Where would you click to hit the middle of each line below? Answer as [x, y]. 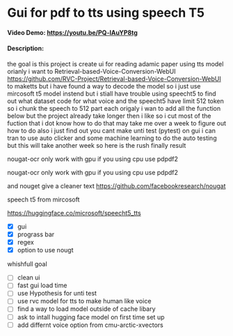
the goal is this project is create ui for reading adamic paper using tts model [115, 63]
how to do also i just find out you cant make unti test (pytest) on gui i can [111, 130]
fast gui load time [42, 285]
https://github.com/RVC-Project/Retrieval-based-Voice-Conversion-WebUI [114, 79]
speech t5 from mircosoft [43, 199]
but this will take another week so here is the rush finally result [97, 145]
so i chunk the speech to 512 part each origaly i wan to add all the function [114, 108]
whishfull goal [27, 264]
